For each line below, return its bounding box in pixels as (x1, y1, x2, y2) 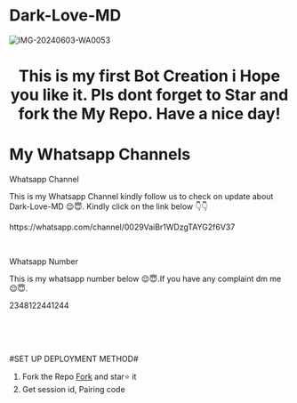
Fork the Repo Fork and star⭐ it (21, 371, 137, 383)
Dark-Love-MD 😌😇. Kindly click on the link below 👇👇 (9, 201, 208, 212)
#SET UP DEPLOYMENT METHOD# (9, 353, 140, 365)
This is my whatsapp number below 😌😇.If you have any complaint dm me (9, 273, 282, 285)
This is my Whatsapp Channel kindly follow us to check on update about (9, 191, 274, 202)
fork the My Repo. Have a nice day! (18, 104, 281, 125)
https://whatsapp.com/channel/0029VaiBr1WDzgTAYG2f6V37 (9, 222, 236, 232)
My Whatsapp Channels (9, 144, 191, 165)
